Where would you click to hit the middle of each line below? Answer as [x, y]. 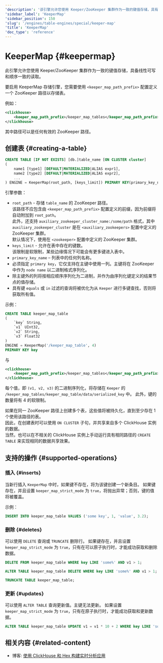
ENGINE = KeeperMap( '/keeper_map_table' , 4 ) [51, 345]
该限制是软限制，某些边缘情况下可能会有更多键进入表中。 [69, 251]
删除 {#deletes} [24, 530]
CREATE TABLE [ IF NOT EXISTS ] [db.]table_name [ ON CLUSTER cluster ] [76, 160]
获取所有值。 [25, 294]
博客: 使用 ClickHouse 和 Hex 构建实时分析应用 [59, 655]
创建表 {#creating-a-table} [46, 148]
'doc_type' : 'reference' [30, 32]
